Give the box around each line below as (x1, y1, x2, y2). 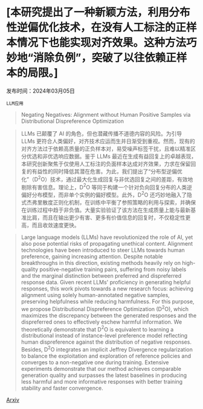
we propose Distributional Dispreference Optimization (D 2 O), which (21, 304, 189, 312)
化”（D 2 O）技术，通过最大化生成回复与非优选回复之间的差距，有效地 (21, 174, 193, 183)
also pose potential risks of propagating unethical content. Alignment (21, 240, 193, 247)
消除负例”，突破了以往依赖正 (33, 51, 177, 65)
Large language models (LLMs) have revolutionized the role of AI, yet (21, 234, 193, 241)
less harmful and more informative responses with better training (21, 378, 183, 385)
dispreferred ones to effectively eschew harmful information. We (21, 318, 182, 326)
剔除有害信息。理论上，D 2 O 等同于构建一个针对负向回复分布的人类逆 (21, 182, 192, 191)
